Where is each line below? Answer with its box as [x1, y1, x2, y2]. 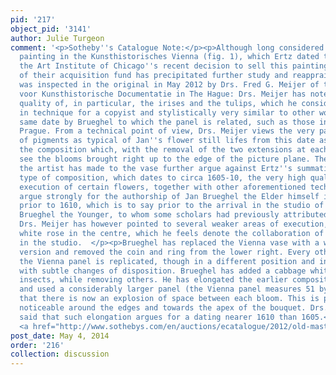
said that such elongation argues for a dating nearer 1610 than [19, 312, 298, 322]
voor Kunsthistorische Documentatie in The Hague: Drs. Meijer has [19, 89, 307, 99]
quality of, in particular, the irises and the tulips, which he [19, 98, 298, 108]
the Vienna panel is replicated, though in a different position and [19, 256, 315, 266]
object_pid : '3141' [10, 24, 92, 34]
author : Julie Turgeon [10, 33, 105, 43]
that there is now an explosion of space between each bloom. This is [19, 294, 320, 304]
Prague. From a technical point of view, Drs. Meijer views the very [19, 126, 315, 136]
